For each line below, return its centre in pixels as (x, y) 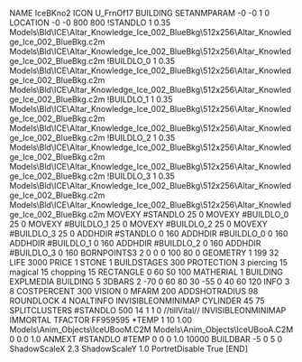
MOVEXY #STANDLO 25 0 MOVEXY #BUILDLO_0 (198, 214)
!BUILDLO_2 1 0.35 (141, 138)
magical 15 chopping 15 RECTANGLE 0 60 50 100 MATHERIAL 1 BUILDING (146, 272)
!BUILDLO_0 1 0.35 (141, 61)
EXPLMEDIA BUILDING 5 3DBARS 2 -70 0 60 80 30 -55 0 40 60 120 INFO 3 (150, 282)
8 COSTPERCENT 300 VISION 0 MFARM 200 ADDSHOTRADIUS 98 (134, 291)
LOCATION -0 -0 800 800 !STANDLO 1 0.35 (90, 23)
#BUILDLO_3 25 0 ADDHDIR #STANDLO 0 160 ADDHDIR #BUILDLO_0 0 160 (149, 233)
